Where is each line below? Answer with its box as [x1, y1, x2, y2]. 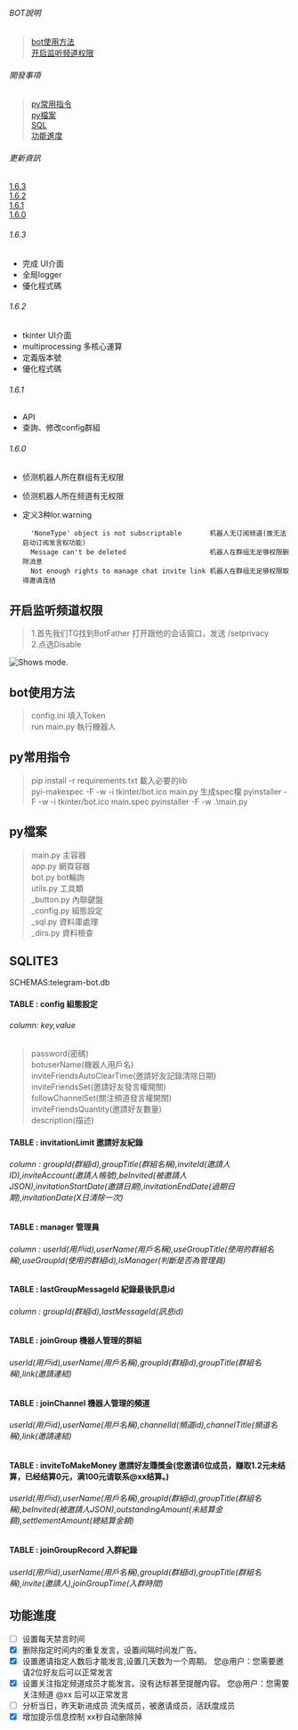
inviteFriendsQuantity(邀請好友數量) [30, 1104, 163, 1114]
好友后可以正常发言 [43, 1667, 114, 1678]
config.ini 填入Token [30, 711, 106, 721]
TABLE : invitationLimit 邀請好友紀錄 [9, 1137, 144, 1147]
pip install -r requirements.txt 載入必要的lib [30, 775, 188, 785]
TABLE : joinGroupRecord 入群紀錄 [9, 1545, 138, 1556]
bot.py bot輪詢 [30, 872, 85, 882]
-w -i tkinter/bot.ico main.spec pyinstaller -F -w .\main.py [37, 796, 248, 807]
